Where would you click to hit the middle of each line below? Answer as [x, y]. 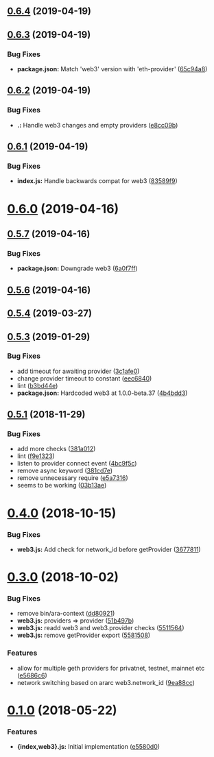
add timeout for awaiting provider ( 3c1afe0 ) [78, 371]
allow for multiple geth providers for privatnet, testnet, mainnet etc [111, 668]
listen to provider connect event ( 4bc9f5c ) [77, 464]
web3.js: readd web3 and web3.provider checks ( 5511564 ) [100, 628]
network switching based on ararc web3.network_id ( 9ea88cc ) [106, 682]
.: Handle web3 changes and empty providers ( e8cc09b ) [97, 125]
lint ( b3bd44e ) [37, 385]
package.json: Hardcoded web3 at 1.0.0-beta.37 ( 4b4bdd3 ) [102, 393]
